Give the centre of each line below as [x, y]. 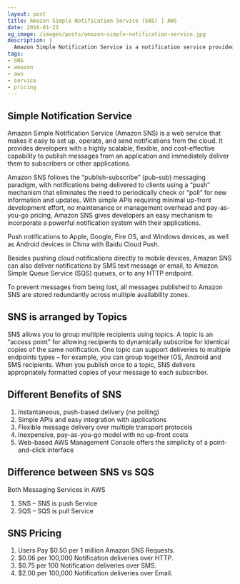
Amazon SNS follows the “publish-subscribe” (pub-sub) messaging [106, 177]
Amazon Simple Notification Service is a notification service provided [124, 47]
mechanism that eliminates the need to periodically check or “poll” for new [117, 193]
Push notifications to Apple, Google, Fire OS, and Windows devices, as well [118, 237]
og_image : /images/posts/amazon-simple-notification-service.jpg [106, 34]
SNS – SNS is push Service [57, 503]
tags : [15, 54]
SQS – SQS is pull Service [56, 510]
